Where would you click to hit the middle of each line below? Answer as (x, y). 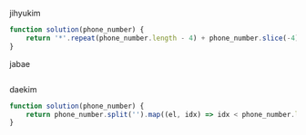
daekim (23, 89)
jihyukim (25, 13)
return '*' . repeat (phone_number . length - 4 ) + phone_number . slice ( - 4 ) (163, 38)
